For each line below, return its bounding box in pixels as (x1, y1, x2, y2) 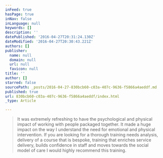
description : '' (5, 30, 38, 35)
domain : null (9, 57, 36, 62)
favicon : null (9, 67, 38, 72)
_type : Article (5, 99, 36, 104)
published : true (5, 89, 38, 94)
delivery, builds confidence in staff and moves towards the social (17, 142, 149, 148)
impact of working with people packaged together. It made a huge (17, 121, 151, 128)
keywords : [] (5, 26, 32, 30)
